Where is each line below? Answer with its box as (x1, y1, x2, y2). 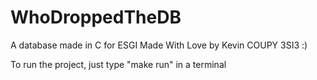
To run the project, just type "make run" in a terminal (10, 58, 227, 70)
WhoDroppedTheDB (10, 6, 182, 29)
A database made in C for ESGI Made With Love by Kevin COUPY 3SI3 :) (10, 39, 308, 51)
